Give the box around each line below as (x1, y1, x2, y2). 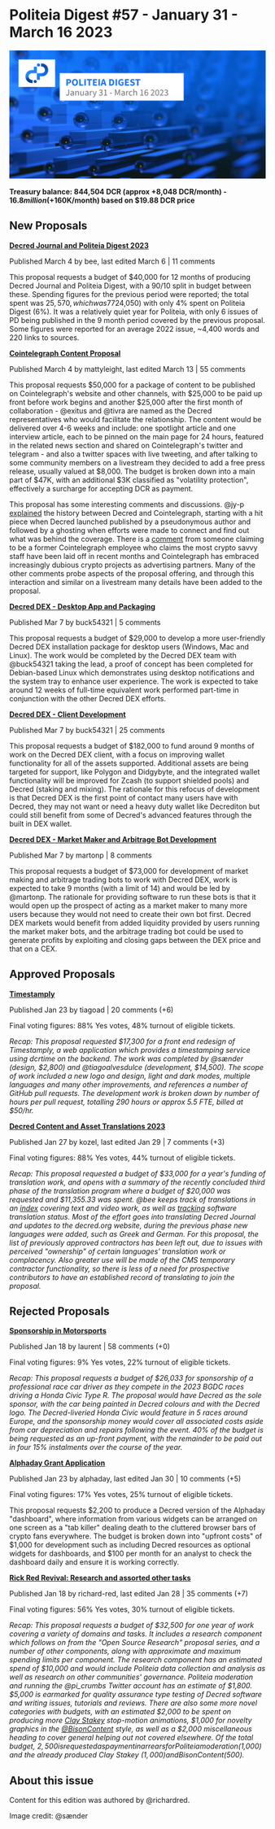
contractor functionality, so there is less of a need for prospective (9, 1264, 230, 1273)
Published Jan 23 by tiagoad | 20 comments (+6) (9, 1005, 174, 1015)
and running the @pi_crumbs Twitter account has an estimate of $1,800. (9, 1681, 253, 1691)
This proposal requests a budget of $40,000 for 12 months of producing (9, 272, 251, 282)
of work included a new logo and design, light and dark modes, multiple (9, 1071, 251, 1080)
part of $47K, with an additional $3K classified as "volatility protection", (9, 474, 249, 485)
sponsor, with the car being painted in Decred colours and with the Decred (9, 1399, 260, 1409)
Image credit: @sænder (9, 1811, 89, 1821)
